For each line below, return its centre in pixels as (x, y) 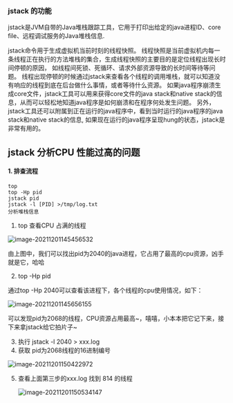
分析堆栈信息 (24, 212)
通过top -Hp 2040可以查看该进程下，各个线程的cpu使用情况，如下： (105, 290)
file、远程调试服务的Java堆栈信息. (56, 36)
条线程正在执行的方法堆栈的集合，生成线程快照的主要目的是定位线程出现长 (114, 59)
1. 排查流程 (23, 171)
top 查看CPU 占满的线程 (52, 225)
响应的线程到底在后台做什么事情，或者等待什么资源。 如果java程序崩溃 (114, 85)
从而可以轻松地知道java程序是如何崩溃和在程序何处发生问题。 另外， (117, 102)
